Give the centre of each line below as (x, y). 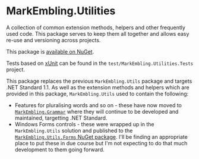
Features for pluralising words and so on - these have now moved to (98, 105)
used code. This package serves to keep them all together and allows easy (98, 33)
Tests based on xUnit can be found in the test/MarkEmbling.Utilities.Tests (100, 63)
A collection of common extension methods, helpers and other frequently (96, 27)
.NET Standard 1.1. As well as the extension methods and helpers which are (98, 87)
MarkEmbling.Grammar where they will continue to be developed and (97, 111)
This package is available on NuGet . (50, 51)
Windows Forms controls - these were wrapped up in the (84, 124)
